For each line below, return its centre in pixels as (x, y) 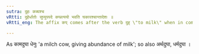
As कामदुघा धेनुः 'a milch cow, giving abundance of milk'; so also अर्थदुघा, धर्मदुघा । (99, 44)
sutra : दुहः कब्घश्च (25, 11)
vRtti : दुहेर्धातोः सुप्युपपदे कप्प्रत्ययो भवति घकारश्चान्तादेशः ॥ (60, 17)
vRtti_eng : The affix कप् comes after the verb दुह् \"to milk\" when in (95, 22)
